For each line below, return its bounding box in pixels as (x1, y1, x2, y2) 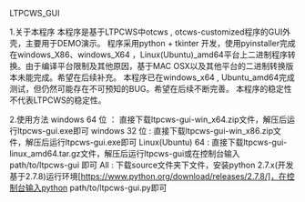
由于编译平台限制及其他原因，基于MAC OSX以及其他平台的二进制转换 (25, 61, 287, 71)
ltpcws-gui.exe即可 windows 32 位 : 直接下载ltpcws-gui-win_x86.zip (16, 126, 274, 136)
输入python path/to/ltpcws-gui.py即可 (25, 182, 168, 193)
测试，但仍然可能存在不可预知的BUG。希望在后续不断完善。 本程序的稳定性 (9, 84, 292, 94)
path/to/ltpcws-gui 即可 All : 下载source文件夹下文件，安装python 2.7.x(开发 (9, 159, 294, 170)
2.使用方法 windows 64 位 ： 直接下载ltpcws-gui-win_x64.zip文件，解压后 (9, 114, 288, 125)
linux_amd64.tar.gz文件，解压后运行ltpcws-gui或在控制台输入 (9, 148, 240, 158)
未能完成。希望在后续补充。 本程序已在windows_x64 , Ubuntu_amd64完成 (16, 72, 296, 83)
